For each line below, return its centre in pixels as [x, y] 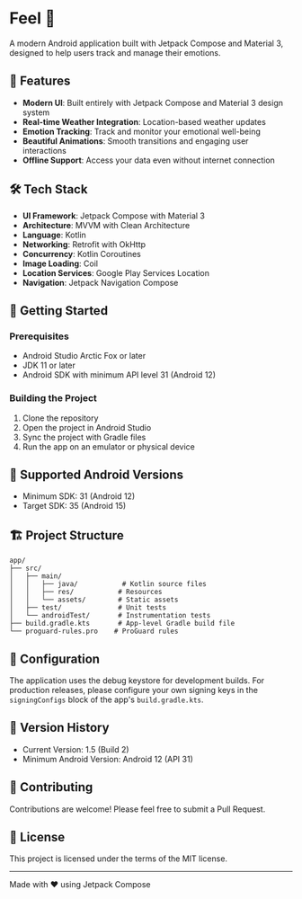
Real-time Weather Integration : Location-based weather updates [144, 121]
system [36, 112]
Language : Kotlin [54, 235]
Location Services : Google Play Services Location [115, 272]
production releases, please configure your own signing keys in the [134, 690]
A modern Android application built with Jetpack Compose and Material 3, [147, 43]
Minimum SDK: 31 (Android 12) [79, 496]
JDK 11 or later [49, 365]
